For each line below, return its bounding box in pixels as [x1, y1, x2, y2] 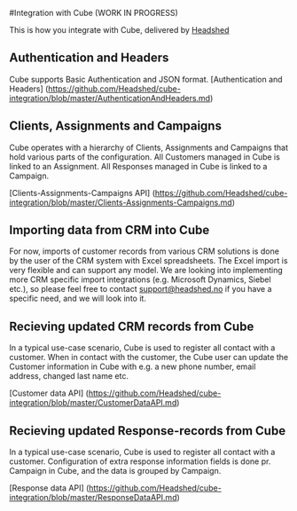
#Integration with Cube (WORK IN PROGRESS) [9, 8, 179, 18]
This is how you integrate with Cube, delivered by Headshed [9, 25, 230, 35]
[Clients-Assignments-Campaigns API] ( [9, 187, 156, 198]
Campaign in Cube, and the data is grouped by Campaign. [9, 466, 222, 476]
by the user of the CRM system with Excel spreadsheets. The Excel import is [9, 255, 288, 266]
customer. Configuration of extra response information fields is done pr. [9, 456, 271, 467]
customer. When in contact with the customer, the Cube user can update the [9, 352, 289, 363]
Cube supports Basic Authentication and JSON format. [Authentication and [9, 74, 283, 84]
